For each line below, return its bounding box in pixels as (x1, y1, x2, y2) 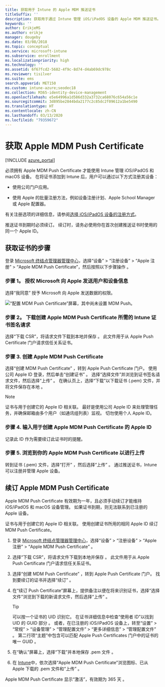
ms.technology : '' (5, 62, 43, 67)
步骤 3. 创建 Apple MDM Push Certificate (5, 353, 103, 360)
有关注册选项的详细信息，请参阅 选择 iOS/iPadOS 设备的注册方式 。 (5, 211, 139, 217)
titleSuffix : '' (5, 12, 38, 17)
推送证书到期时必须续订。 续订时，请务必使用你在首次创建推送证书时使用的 (5, 222, 158, 228)
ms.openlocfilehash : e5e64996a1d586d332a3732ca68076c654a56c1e (5, 94, 138, 99)
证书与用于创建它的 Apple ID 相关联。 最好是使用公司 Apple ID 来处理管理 (5, 404, 154, 410)
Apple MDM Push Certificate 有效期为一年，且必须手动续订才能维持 (5, 498, 142, 504)
